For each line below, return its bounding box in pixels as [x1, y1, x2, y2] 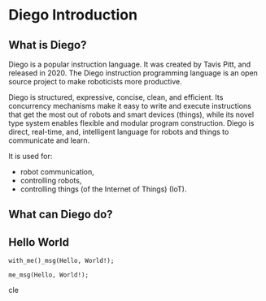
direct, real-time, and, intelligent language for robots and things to [8, 127, 229, 136]
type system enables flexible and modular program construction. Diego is [8, 118, 255, 127]
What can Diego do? [8, 208, 113, 221]
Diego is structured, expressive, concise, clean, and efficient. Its [8, 92, 224, 102]
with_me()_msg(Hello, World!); [8, 257, 115, 265]
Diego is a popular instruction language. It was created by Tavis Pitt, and [8, 59, 251, 69]
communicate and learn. [8, 135, 90, 145]
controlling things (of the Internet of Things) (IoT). [20, 184, 187, 194]
